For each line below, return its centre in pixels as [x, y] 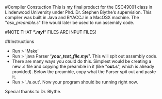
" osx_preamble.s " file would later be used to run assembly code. [70, 22]
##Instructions [20, 41]
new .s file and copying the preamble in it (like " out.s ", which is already [83, 66]
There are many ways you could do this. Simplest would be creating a [81, 61]
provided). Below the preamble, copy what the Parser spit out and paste [84, 72]
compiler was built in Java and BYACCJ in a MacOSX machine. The [72, 17]
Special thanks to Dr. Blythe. [33, 91]
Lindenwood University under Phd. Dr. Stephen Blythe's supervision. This [78, 12]
